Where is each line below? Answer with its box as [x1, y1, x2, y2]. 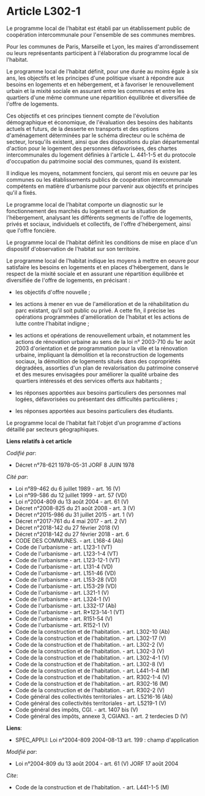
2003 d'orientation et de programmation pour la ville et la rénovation [15, 344, 188, 352]
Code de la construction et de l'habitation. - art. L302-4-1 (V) [15, 653, 170, 661]
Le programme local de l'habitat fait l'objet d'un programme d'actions [6, 419, 182, 426]
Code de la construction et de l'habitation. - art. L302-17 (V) [15, 634, 166, 642]
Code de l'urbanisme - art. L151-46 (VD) [15, 569, 116, 576]
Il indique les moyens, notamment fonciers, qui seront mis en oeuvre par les [6, 169, 198, 177]
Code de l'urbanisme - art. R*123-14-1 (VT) [15, 608, 125, 616]
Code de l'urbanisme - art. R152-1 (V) [15, 621, 110, 628]
